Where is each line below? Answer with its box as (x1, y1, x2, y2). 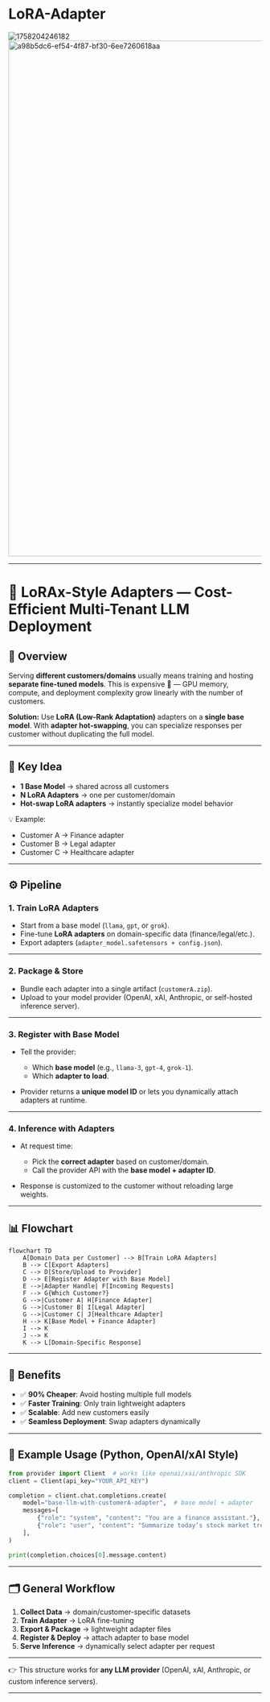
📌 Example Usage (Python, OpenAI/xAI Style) (8, 1448, 239, 1462)
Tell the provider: (19, 1047, 76, 1056)
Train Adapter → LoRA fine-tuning (19, 1616, 134, 1625)
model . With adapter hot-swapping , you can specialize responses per (8, 720, 243, 730)
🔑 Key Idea (8, 760, 63, 774)
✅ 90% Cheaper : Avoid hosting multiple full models (19, 1389, 192, 1399)
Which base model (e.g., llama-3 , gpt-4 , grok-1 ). (31, 1063, 194, 1073)
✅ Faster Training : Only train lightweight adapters (19, 1398, 186, 1408)
